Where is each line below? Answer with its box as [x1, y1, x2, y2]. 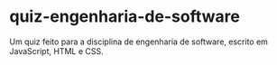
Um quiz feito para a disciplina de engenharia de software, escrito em [9, 36, 269, 47]
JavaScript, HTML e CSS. [9, 45, 104, 56]
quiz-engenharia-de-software [9, 6, 241, 27]
